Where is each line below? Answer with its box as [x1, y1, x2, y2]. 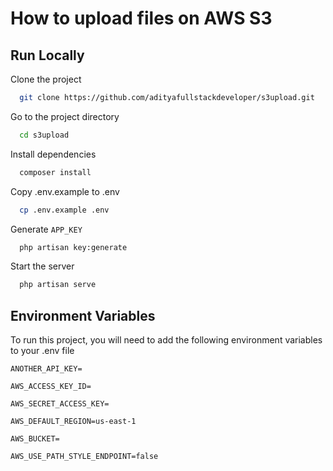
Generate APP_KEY [10, 223, 83, 235]
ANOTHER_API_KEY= [10, 364, 83, 374]
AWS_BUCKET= [10, 434, 60, 444]
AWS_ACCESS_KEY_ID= [10, 382, 92, 392]
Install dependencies [10, 148, 97, 160]
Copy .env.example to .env [10, 185, 120, 197]
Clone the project [10, 73, 82, 85]
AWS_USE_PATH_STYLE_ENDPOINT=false [10, 452, 159, 462]
